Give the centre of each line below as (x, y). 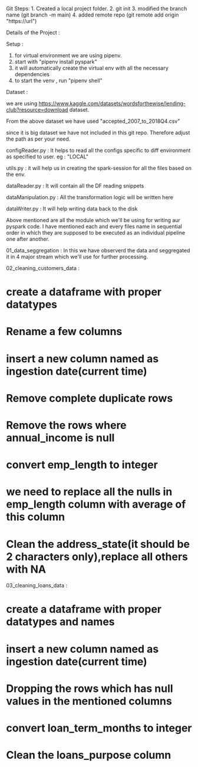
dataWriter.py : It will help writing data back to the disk (72, 209)
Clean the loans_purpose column (89, 755)
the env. (16, 174)
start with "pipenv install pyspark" (56, 62)
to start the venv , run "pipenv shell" (59, 80)
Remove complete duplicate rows (90, 398)
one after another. (28, 239)
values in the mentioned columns (89, 701)
